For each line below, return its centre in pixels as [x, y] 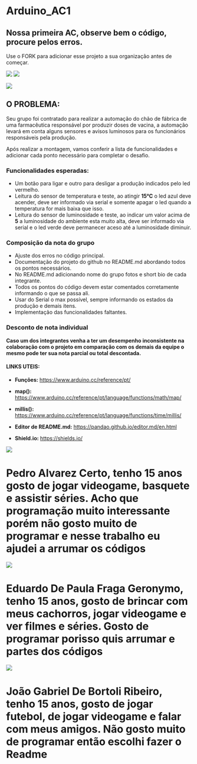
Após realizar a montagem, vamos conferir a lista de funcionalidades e [92, 149]
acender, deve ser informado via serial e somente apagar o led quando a [103, 202]
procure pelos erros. [45, 42]
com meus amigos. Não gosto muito [96, 729]
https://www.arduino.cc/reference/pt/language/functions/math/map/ [98, 397]
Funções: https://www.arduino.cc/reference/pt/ [73, 379]
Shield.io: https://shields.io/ [49, 438]
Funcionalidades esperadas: [48, 170]
